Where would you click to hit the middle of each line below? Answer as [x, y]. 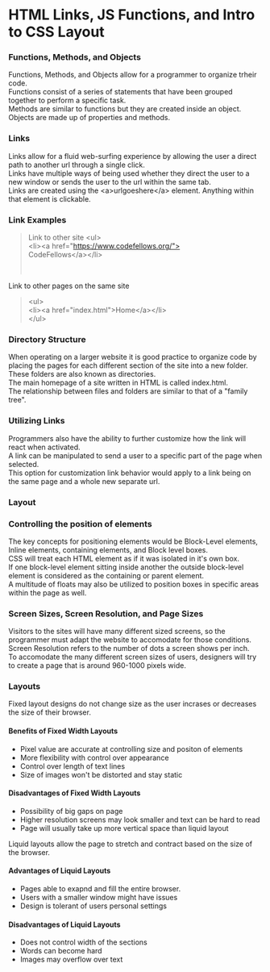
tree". [17, 400]
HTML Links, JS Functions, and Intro [132, 15]
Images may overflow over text [71, 959]
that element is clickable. [50, 198]
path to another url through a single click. [77, 165]
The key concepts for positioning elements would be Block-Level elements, [133, 541]
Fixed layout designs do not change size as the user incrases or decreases [133, 704]
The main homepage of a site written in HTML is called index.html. [118, 383]
